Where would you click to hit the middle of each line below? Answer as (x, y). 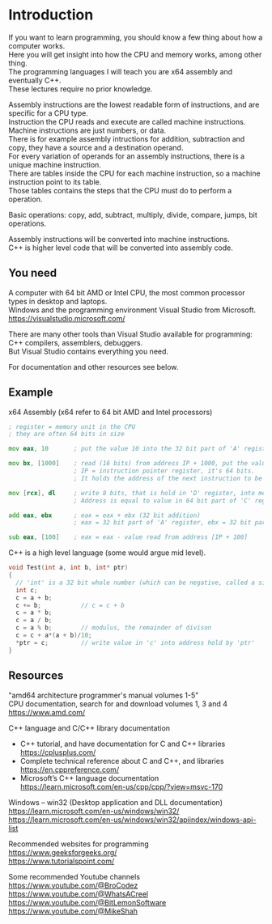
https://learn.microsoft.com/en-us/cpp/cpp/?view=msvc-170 (121, 786)
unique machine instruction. (55, 164)
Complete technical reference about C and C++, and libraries (122, 761)
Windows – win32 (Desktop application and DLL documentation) (115, 802)
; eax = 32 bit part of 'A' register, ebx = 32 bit (162, 523)
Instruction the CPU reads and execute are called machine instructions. (127, 121)
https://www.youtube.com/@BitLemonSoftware (87, 902)
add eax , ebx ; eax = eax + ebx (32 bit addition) (104, 515)
